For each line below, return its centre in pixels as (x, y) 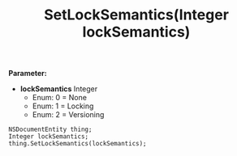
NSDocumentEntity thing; (50, 130)
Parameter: (28, 74)
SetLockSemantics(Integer (136, 15)
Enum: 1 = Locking (63, 106)
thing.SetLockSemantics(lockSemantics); (78, 144)
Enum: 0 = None (60, 98)
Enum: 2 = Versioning (68, 115)
